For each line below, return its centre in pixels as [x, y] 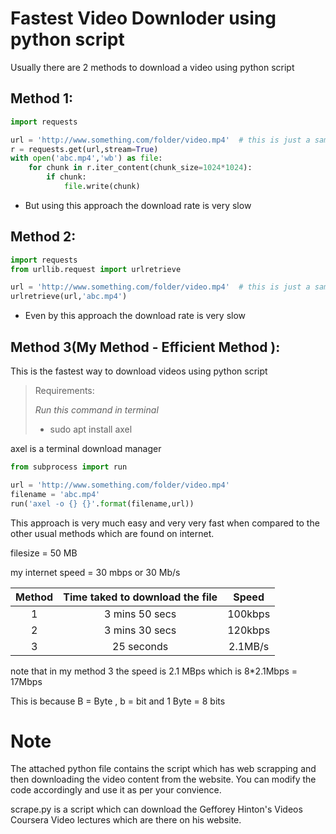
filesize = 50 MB [44, 553]
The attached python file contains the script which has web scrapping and [163, 769]
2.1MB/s [249, 646]
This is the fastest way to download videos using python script [139, 371]
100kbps [249, 614]
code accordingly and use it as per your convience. [116, 790]
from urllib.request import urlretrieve [96, 269]
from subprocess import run [69, 467]
